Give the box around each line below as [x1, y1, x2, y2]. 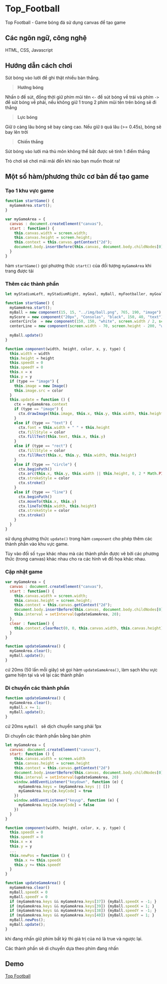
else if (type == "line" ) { [14, 490, 72, 494]
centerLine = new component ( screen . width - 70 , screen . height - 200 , [9, 324, 157, 328]
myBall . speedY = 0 [9, 894, 48, 900]
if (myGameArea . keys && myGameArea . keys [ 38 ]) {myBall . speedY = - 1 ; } [9, 908, 157, 913]
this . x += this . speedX [14, 858, 61, 863]
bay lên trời [5, 129, 28, 135]
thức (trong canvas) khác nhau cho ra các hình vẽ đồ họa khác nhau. [5, 556, 147, 562]
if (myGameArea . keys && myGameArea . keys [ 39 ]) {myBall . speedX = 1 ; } [9, 903, 155, 908]
